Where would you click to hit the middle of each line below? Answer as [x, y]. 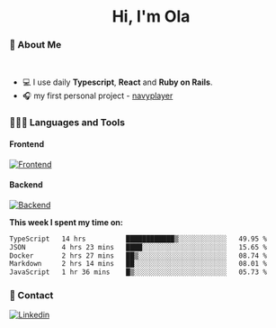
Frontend [27, 144]
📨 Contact [31, 296]
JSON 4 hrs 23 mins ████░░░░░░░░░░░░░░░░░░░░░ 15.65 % [138, 247]
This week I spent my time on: [66, 222]
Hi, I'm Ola [151, 17]
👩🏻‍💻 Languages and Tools [67, 123]
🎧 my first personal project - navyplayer [98, 96]
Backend [26, 185]
